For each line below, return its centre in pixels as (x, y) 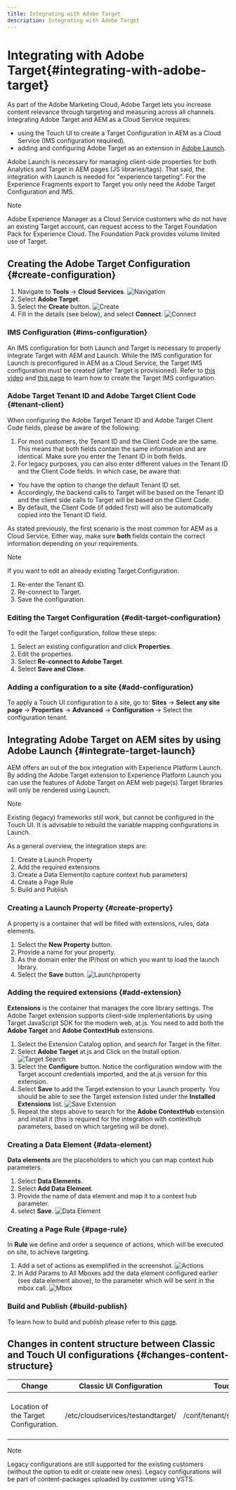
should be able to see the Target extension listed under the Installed (116, 1096)
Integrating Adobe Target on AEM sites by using (114, 739)
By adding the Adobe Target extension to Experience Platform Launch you (114, 775)
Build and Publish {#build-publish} (67, 1306)
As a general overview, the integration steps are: (77, 846)
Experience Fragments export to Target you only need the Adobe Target (111, 185)
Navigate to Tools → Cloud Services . (72, 292)
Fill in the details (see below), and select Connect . (90, 314)
